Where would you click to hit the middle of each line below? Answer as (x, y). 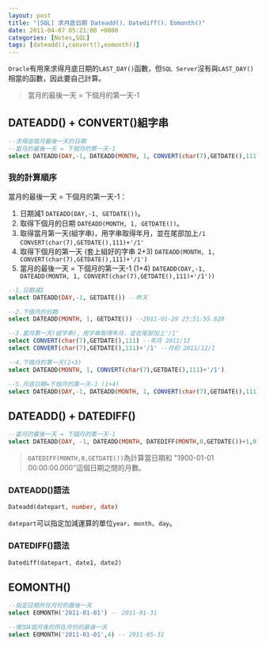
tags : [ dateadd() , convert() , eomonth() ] (74, 45)
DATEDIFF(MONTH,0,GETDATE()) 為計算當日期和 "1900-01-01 (121, 458)
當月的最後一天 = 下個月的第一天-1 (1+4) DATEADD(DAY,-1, (112, 268)
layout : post (30, 15)
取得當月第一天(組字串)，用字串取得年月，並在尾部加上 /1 (112, 233)
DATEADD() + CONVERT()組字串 (88, 122)
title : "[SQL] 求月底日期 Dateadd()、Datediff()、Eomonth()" (107, 23)
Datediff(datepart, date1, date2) (65, 563)
